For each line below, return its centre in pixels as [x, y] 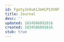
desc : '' [14, 18]
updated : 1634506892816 [29, 23]
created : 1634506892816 [29, 28]
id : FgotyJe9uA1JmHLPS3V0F [32, 9]
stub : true [16, 32]
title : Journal [20, 14]
